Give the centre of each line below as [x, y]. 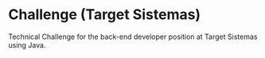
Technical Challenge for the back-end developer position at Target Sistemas [133, 37]
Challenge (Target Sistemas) [105, 15]
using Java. [27, 44]
